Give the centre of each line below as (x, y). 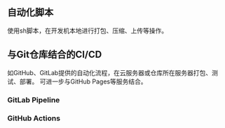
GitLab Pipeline (34, 99)
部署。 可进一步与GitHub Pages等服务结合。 (83, 81)
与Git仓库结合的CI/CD (55, 55)
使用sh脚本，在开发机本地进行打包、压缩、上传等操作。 (88, 31)
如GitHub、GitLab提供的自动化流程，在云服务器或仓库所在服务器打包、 (110, 72)
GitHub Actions (34, 118)
